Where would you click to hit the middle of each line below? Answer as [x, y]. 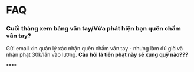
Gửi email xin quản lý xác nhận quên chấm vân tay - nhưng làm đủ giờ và [95, 49]
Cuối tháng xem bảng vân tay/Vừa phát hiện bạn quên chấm [93, 29]
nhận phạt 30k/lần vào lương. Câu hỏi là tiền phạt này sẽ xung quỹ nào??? [97, 55]
